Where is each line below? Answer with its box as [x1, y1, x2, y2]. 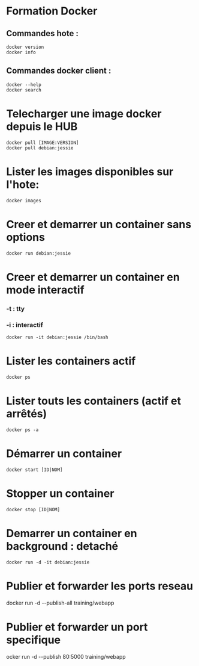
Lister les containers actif [6, 354, 136, 368]
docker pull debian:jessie [6, 145, 74, 151]
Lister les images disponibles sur [6, 164, 174, 178]
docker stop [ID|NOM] [6, 506, 61, 512]
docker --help [6, 81, 42, 88]
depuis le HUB [6, 120, 78, 133]
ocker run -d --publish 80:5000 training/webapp [6, 653, 126, 660]
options [6, 230, 45, 244]
